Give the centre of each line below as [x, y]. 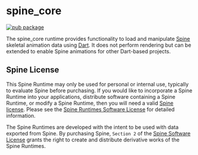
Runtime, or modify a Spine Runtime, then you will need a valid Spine [90, 103]
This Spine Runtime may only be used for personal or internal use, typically [98, 84]
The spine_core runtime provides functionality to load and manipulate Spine [98, 38]
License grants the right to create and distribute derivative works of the [93, 140]
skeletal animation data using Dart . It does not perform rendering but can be [99, 45]
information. [21, 115]
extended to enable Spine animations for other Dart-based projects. [89, 51]
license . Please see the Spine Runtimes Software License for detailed [90, 109]
